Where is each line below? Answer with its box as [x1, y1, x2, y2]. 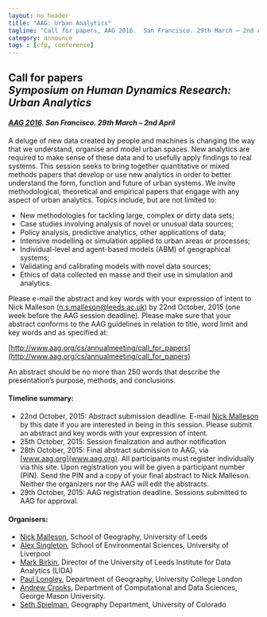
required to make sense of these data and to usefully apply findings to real [8, 152, 252, 162]
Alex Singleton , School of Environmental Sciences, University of [19, 540, 229, 550]
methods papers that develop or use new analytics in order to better [8, 169, 231, 179]
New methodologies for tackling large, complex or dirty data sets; [19, 210, 234, 220]
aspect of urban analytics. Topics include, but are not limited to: [8, 195, 217, 204]
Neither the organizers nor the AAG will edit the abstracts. [19, 479, 209, 489]
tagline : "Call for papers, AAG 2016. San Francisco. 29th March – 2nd [8, 26, 254, 34]
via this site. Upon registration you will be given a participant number [19, 462, 246, 471]
